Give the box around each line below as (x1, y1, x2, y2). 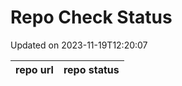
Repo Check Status (10, 6, 173, 29)
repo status (63, 62, 120, 76)
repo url (15, 62, 54, 76)
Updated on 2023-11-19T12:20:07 (10, 39, 148, 51)
